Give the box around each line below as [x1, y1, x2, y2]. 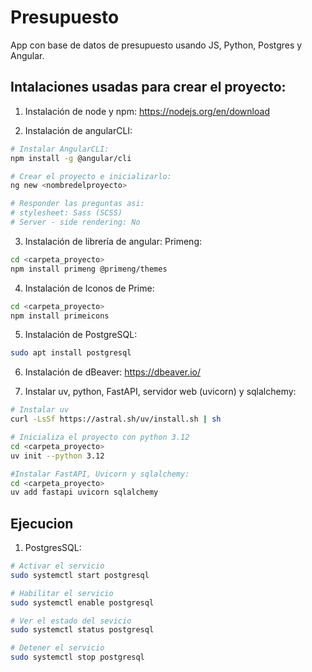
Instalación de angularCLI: [24, 124, 133, 136]
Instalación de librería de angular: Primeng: [24, 235, 203, 247]
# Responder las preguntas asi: [10, 199, 145, 209]
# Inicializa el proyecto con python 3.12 [10, 432, 190, 442]
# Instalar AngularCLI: [10, 144, 110, 154]
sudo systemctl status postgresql [10, 625, 155, 635]
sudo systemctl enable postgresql [10, 597, 155, 608]
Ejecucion [10, 515, 74, 532]
